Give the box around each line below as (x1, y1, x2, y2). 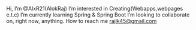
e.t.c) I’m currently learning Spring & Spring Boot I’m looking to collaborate (6, 11, 190, 18)
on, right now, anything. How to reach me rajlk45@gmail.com (6, 18, 157, 24)
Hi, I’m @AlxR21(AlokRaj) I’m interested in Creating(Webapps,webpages (6, 5, 183, 12)
